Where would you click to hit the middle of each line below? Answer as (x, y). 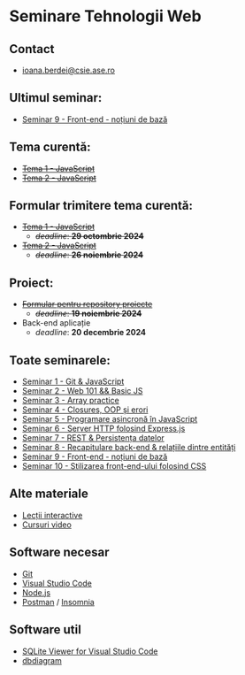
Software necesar (59, 552)
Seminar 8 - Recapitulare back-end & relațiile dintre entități (129, 448)
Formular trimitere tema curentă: (101, 206)
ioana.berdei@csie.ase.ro (69, 70)
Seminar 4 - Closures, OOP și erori (85, 410)
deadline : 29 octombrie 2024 (89, 236)
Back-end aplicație (56, 323)
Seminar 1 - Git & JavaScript (73, 381)
